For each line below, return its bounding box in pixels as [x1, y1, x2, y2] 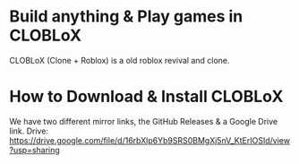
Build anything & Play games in [9, 6, 243, 27]
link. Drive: [9, 125, 49, 136]
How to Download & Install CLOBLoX [9, 87, 284, 107]
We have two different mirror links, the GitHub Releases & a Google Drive [9, 116, 278, 126]
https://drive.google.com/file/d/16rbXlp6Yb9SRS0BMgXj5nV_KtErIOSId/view [9, 134, 291, 145]
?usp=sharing [9, 144, 60, 155]
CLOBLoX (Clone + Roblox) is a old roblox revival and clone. [9, 55, 230, 65]
